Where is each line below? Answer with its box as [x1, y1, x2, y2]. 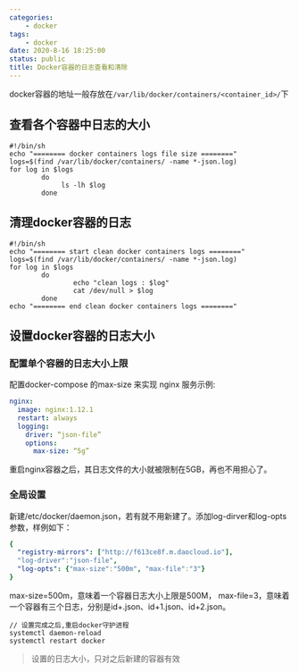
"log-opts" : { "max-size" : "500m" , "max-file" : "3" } [17, 565, 205, 574]
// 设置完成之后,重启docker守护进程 [9, 620, 129, 630]
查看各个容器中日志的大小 [9, 117, 150, 132]
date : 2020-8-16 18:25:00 [9, 46, 105, 55]
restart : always [17, 413, 78, 423]
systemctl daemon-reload [9, 628, 102, 637]
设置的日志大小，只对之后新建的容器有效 [30, 653, 180, 664]
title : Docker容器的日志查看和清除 [9, 63, 128, 72]
